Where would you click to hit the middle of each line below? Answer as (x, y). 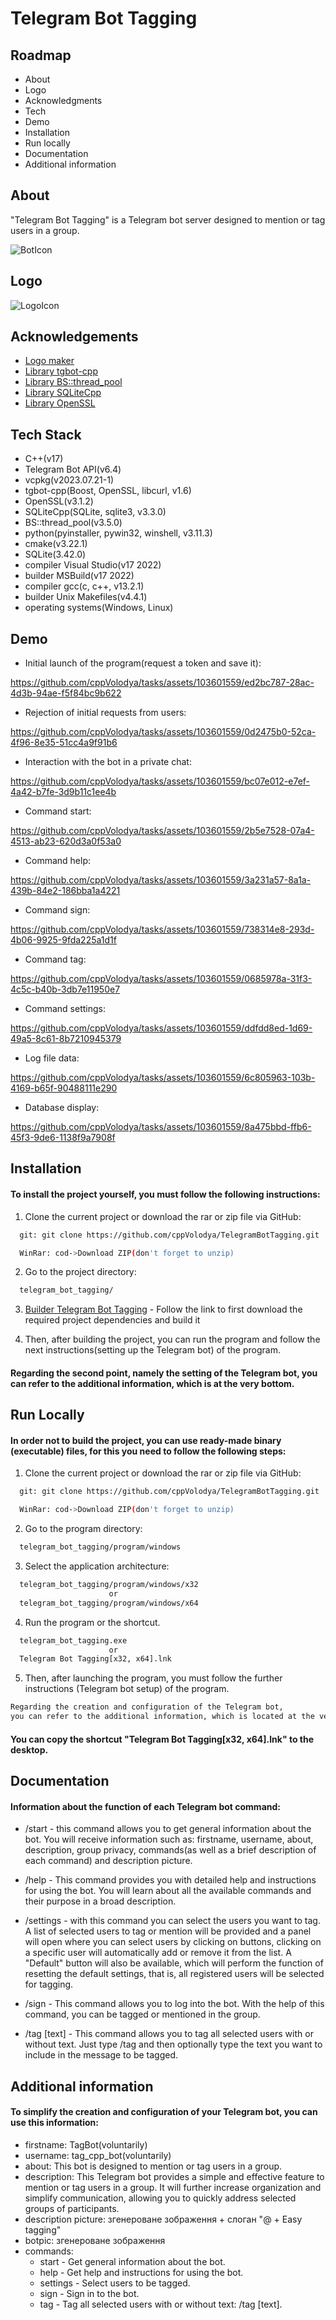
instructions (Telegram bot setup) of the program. (127, 1689)
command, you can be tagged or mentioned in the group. (142, 2014)
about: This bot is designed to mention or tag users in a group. (153, 2166)
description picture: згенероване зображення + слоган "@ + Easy (163, 2219)
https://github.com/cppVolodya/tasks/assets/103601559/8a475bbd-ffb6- (161, 1127)
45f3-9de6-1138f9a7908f (63, 1138)
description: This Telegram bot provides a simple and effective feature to (174, 2176)
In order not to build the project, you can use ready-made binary (146, 1440)
